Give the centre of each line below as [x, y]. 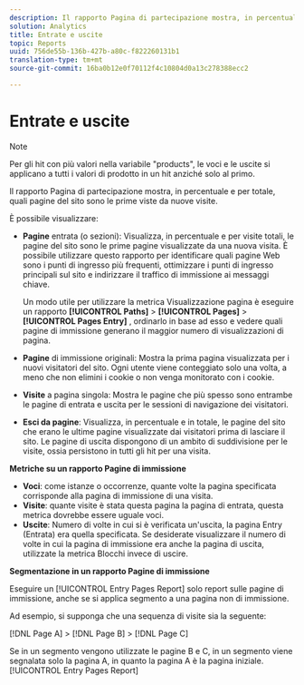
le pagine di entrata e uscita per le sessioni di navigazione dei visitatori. [156, 404]
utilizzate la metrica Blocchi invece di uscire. [105, 553]
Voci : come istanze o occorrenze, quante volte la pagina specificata [149, 485]
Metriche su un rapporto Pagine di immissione [98, 468]
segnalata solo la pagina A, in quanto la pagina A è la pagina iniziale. [137, 661]
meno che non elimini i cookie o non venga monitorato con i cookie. [148, 377]
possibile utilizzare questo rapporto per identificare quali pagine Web [151, 255]
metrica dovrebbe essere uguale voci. [93, 514]
